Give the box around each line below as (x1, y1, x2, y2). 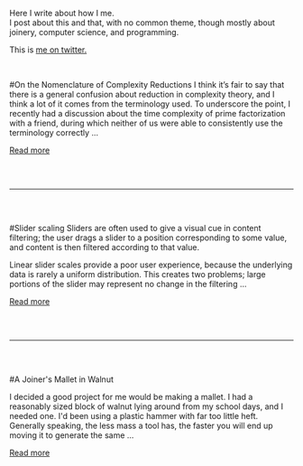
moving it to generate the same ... (9, 430, 134, 441)
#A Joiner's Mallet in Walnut (9, 374, 115, 385)
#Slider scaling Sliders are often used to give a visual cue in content (9, 223, 262, 233)
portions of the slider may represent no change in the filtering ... (9, 279, 247, 289)
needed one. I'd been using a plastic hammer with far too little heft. (9, 411, 259, 421)
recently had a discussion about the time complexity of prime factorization (9, 108, 286, 118)
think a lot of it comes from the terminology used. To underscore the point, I (9, 98, 291, 109)
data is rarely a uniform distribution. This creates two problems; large (9, 269, 266, 279)
